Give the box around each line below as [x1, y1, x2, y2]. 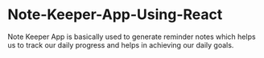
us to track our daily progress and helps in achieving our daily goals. [7, 40, 234, 49]
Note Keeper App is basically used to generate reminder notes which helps [7, 32, 256, 41]
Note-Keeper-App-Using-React [7, 6, 223, 24]
